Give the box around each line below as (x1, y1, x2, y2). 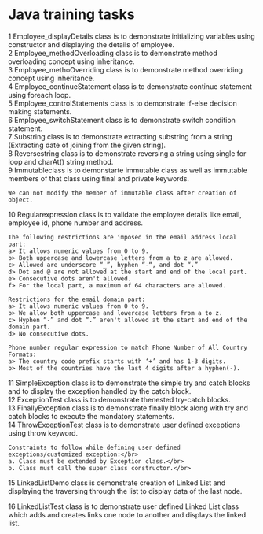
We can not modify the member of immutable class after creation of (8, 189, 237, 197)
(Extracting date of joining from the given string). (8, 140, 166, 150)
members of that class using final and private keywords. (8, 173, 190, 183)
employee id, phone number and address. (8, 218, 144, 228)
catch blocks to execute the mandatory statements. (8, 411, 174, 421)
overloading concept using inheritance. (8, 57, 135, 66)
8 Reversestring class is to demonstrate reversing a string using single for (8, 148, 247, 158)
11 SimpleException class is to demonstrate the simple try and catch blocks (8, 378, 250, 388)
